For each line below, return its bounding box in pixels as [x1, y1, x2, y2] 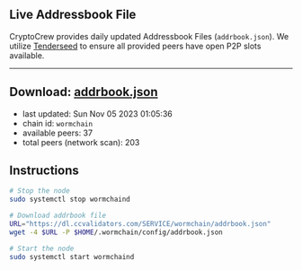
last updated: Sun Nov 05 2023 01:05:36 [22, 108, 173, 119]
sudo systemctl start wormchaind [9, 252, 135, 261]
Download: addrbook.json [9, 84, 159, 100]
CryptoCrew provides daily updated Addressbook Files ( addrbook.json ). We [9, 30, 289, 41]
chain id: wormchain [22, 118, 93, 128]
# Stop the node [9, 187, 70, 196]
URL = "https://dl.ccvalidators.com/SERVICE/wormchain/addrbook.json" [9, 220, 271, 229]
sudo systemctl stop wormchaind [9, 195, 130, 205]
